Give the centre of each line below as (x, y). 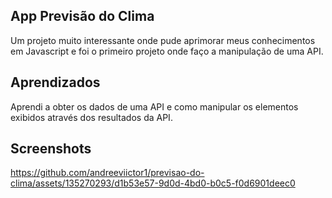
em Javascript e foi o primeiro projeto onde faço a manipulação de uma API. (167, 51)
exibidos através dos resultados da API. (91, 117)
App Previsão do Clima (82, 16)
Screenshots (51, 149)
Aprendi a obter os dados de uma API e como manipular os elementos (154, 106)
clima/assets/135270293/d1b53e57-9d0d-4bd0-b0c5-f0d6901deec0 (153, 183)
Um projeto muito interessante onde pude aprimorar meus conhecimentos (163, 40)
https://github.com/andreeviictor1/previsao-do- (107, 173)
